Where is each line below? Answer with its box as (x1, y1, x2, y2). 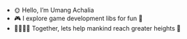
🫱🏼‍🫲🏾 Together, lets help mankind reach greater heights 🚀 (13, 24, 181, 32)
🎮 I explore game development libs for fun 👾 (13, 14, 143, 22)
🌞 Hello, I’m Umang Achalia (13, 6, 94, 14)
